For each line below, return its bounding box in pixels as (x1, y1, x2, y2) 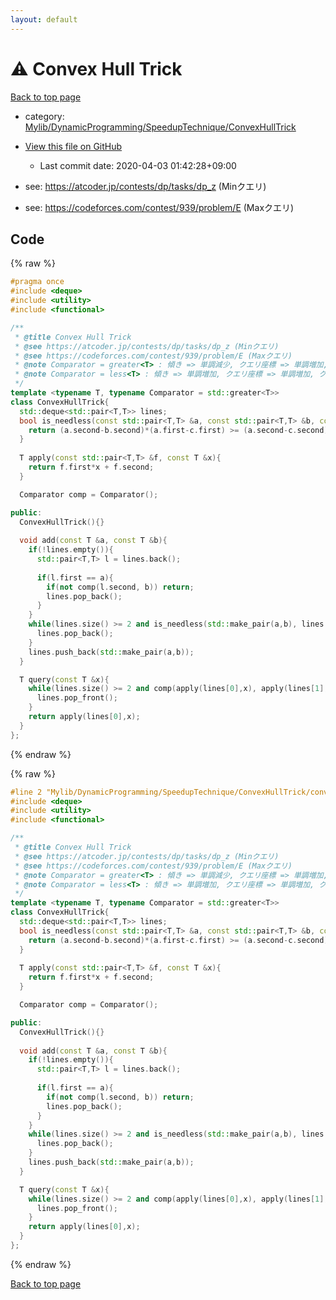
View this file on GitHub (24, 140, 123, 152)
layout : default (10, 14, 78, 25)
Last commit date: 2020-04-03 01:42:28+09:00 (39, 159, 237, 171)
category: (24, 110, 65, 122)
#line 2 (10, 787, 43, 797)
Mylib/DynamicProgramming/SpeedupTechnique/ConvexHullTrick (24, 121, 297, 133)
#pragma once (10, 277, 65, 287)
